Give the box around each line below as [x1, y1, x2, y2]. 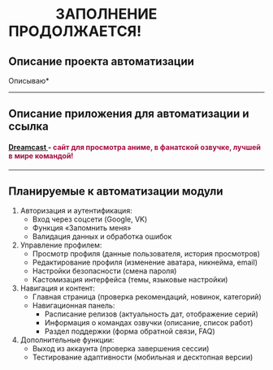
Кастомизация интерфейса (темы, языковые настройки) [32, 275, 228, 285]
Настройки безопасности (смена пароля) [32, 266, 177, 276]
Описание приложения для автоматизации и [8, 107, 249, 121]
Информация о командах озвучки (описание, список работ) [44, 318, 253, 328]
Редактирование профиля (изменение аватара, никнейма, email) [32, 257, 258, 268]
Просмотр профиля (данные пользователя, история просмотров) [32, 249, 261, 259]
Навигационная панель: [32, 301, 115, 311]
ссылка [8, 119, 49, 134]
